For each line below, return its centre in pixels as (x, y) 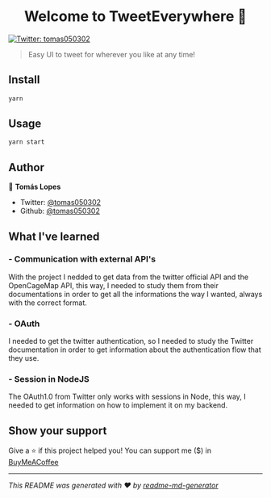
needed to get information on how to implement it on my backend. (118, 405)
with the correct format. (48, 303)
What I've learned (54, 236)
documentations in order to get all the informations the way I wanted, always (135, 294)
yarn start (27, 142)
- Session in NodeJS (49, 379)
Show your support (58, 431)
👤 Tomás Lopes (35, 187)
